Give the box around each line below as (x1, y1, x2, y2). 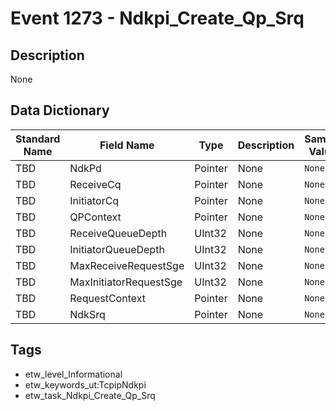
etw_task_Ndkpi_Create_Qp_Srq (24, 389, 156, 401)
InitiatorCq (69, 193, 120, 207)
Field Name (99, 138, 155, 152)
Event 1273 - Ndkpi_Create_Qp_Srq (10, 7, 305, 30)
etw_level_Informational (24, 368, 123, 380)
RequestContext (69, 291, 146, 305)
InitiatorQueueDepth (69, 242, 165, 256)
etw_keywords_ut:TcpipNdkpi (24, 378, 147, 391)
